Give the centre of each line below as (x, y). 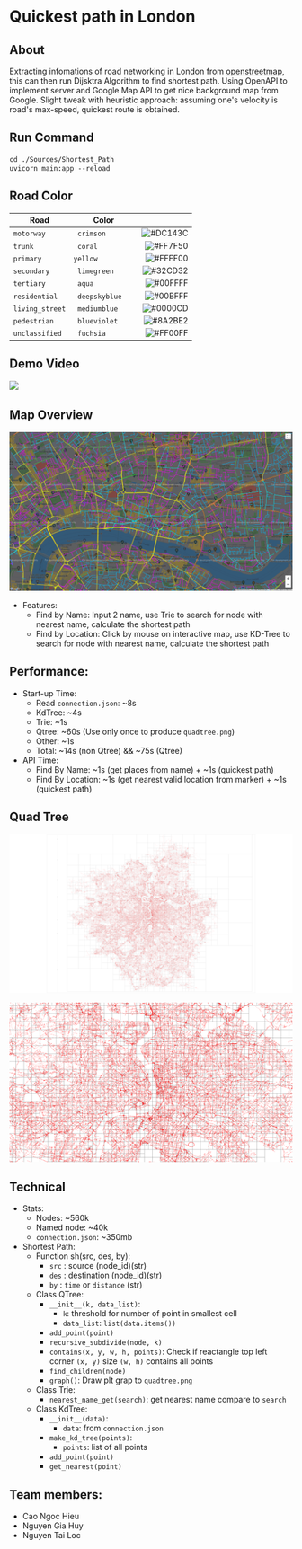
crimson (92, 234)
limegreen (96, 271)
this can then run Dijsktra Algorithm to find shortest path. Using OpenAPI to (148, 81)
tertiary (30, 284)
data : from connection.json (113, 1428)
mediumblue (98, 309)
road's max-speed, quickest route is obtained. (94, 109)
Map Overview (51, 415)
